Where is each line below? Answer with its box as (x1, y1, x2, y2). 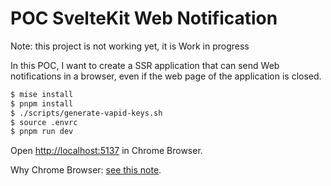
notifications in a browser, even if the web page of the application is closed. (10, 70, 322, 82)
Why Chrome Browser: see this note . (10, 164, 162, 176)
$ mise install (10, 89, 74, 99)
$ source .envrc (10, 117, 78, 127)
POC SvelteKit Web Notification (10, 7, 278, 30)
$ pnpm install (10, 98, 74, 109)
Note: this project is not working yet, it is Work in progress (10, 40, 250, 52)
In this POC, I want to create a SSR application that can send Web (10, 59, 280, 71)
